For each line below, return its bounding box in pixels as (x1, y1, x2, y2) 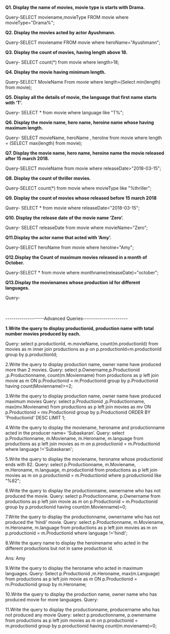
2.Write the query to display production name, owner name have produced (5, 362, 161, 367)
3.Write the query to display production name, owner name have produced (5, 393, 161, 399)
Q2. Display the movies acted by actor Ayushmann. (5, 30, 116, 35)
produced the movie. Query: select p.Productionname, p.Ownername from (5, 493, 161, 499)
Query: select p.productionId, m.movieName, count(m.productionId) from (5, 341, 159, 346)
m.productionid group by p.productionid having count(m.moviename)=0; (5, 623, 157, 629)
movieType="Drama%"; (5, 20, 55, 26)
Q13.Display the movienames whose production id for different (5, 280, 141, 285)
